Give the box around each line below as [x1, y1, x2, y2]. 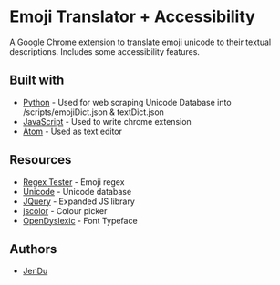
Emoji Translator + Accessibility [9, 6, 255, 27]
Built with [9, 73, 65, 88]
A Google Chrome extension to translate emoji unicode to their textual [9, 36, 272, 47]
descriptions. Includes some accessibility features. [9, 46, 201, 56]
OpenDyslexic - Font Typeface [22, 215, 139, 226]
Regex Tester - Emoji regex [22, 176, 125, 188]
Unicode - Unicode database [22, 186, 132, 197]
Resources [9, 152, 72, 168]
